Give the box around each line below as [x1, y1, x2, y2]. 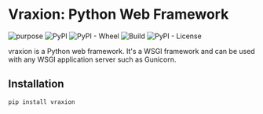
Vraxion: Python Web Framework [8, 5, 229, 23]
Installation [8, 77, 64, 91]
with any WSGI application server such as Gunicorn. [8, 55, 177, 64]
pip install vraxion [8, 98, 76, 106]
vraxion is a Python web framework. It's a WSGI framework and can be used [8, 46, 255, 55]
